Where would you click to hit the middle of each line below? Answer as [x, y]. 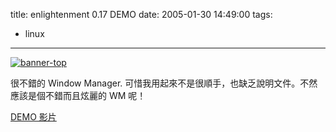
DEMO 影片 [33, 117]
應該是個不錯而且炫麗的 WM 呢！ [78, 95]
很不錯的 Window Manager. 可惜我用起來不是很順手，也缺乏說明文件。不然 [164, 83]
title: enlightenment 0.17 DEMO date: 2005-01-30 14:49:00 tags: [141, 14]
